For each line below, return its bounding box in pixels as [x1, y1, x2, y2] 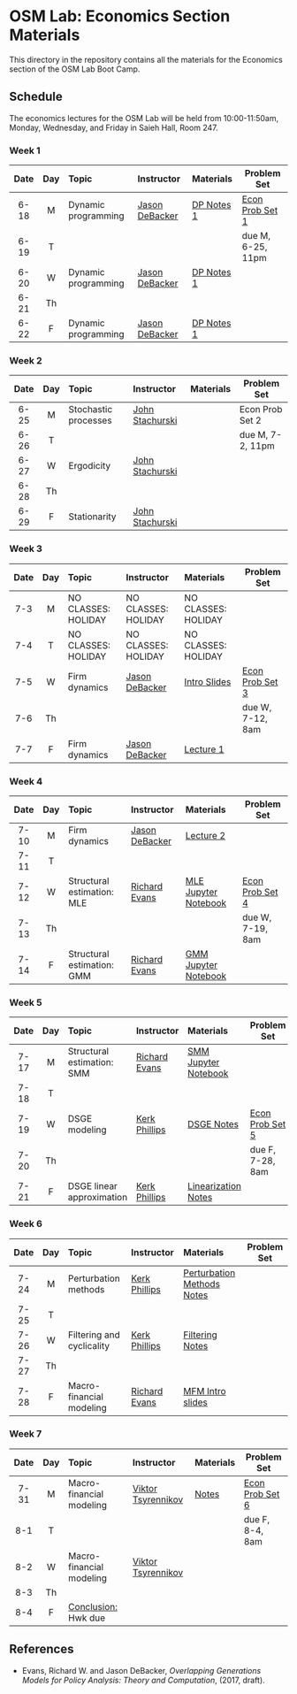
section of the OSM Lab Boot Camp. [9, 64, 141, 74]
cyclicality [67, 1339, 110, 1352]
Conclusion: [67, 1600, 118, 1613]
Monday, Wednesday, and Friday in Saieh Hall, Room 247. [9, 122, 218, 133]
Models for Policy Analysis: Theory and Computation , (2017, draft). [21, 1675, 265, 1685]
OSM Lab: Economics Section [9, 6, 231, 27]
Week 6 [9, 1218, 42, 1230]
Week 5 [9, 996, 42, 1008]
